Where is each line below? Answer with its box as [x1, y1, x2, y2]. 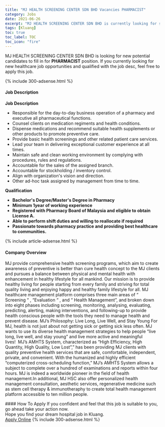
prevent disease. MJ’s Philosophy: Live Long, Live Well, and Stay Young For [5, 318, 158, 324]
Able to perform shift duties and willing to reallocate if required [12, 218, 143, 224]
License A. [12, 213, 35, 218]
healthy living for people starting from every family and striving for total [5, 282, 150, 287]
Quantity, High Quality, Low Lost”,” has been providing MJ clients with [5, 344, 146, 350]
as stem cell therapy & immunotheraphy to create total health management [5, 386, 156, 392]
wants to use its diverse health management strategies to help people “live [5, 328, 156, 334]
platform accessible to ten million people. [5, 391, 88, 397]
